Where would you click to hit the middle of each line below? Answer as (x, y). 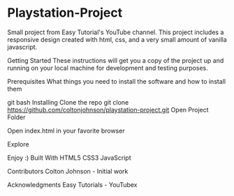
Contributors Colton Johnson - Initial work (68, 171)
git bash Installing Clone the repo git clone (68, 102)
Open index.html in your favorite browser (66, 130)
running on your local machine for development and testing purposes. (108, 68)
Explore (18, 144)
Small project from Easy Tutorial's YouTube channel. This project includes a (116, 32)
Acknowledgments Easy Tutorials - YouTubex (72, 184)
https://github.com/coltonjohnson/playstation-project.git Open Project (108, 110)
